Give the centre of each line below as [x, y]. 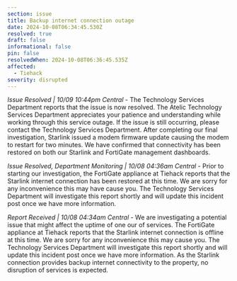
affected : [22, 67]
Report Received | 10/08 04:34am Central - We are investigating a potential [117, 217]
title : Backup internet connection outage [71, 21]
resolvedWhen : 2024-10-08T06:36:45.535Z [68, 60]
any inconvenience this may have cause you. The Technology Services [111, 189]
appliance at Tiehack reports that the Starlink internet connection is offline [116, 233]
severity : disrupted [38, 80]
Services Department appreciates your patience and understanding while [114, 115]
